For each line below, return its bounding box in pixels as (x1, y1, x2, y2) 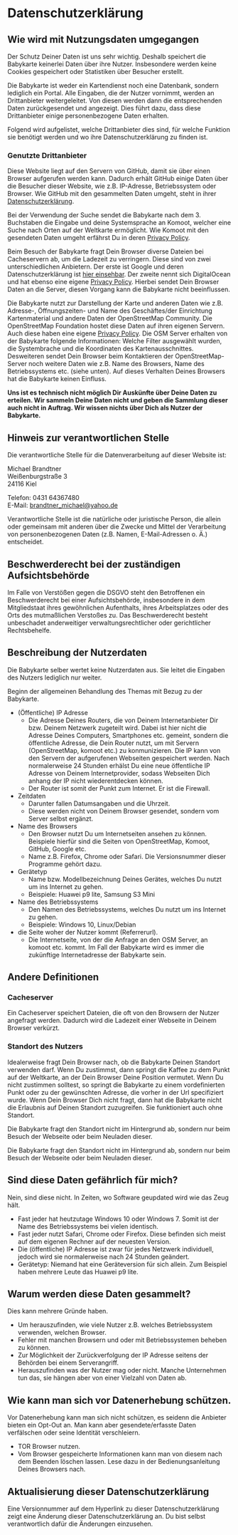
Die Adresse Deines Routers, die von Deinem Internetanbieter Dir (28, 716, 219, 724)
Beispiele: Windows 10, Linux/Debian (28, 920, 136, 929)
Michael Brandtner (7, 464, 62, 473)
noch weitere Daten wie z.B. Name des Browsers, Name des (28, 360, 205, 368)
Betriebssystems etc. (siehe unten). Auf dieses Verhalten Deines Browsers (7, 367, 225, 375)
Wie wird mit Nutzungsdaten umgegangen (7, 33, 200, 46)
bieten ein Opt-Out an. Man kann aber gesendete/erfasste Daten (7, 1421, 197, 1430)
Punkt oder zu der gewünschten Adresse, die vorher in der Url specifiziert (7, 1088, 224, 1096)
